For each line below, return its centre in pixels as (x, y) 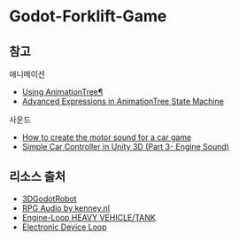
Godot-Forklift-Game (88, 16)
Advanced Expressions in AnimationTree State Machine (123, 101)
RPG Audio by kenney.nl (66, 208)
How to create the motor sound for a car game (107, 137)
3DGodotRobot (49, 198)
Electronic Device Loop (64, 227)
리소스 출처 (38, 177)
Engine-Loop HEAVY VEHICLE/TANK (89, 217)
